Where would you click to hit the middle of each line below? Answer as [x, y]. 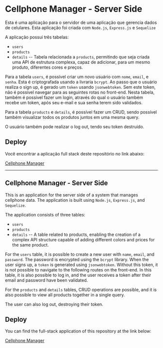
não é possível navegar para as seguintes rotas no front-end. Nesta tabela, [80, 92]
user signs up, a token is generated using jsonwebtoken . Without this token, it [81, 265]
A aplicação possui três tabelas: [37, 37]
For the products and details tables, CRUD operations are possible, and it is [81, 290]
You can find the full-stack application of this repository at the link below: [78, 331]
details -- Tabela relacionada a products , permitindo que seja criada [81, 57]
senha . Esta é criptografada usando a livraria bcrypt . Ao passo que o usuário [81, 82]
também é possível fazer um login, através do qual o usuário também [74, 97]
